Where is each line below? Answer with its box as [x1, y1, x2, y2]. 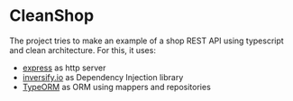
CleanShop [9, 5, 95, 26]
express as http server [22, 62, 106, 73]
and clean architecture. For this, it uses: [9, 44, 156, 55]
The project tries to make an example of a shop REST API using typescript [9, 35, 284, 46]
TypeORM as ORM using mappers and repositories [22, 81, 212, 92]
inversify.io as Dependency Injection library [22, 71, 184, 82]
